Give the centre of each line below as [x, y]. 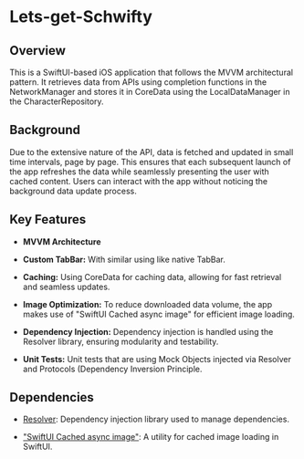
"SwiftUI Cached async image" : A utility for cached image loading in [151, 437]
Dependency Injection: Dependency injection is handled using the [148, 331]
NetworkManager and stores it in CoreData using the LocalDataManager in [150, 92]
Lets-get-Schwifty [81, 17]
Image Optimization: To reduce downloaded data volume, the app [147, 304]
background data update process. [73, 191]
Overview [38, 51]
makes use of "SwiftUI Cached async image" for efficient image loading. [158, 314]
